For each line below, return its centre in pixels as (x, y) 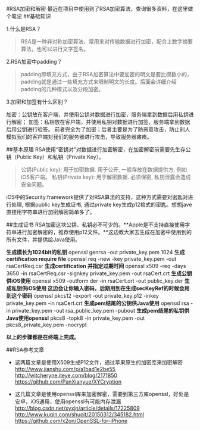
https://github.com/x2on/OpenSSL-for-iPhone (71, 421)
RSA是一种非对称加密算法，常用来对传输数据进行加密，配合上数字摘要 (107, 41)
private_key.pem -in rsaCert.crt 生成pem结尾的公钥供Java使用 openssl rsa (98, 303)
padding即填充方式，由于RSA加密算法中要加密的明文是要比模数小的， (106, 74)
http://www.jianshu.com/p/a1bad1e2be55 (65, 369)
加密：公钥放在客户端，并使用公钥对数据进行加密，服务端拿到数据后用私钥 (97, 114)
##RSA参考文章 (25, 350)
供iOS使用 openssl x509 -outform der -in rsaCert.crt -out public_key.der (95, 281)
